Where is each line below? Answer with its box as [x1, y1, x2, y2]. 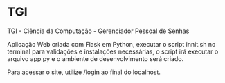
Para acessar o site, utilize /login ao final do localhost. [7, 68, 161, 76]
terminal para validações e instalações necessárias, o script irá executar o [7, 47, 219, 56]
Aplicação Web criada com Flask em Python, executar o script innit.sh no [7, 40, 216, 48]
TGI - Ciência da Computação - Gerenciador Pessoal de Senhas [7, 27, 190, 35]
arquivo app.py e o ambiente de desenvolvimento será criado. [7, 54, 184, 62]
